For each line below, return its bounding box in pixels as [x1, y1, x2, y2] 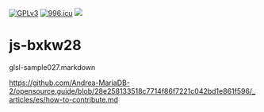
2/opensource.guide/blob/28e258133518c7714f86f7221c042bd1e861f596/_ [9, 86, 256, 95]
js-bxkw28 [9, 37, 82, 55]
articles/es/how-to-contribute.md [9, 95, 118, 104]
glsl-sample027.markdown [9, 62, 96, 71]
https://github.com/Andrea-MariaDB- [9, 78, 130, 87]
